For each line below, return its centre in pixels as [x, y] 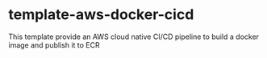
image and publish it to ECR [54, 44]
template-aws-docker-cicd [101, 15]
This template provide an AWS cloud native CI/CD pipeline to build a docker [134, 37]
